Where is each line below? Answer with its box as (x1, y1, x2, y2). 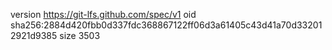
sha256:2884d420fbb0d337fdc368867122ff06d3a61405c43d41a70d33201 (10, 19, 323, 31)
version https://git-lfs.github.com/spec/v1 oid (10, 9, 197, 20)
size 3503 (59, 30, 101, 41)
